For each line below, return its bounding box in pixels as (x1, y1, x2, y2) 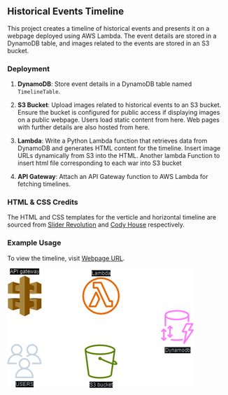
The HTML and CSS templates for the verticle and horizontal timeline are (7, 213, 217, 222)
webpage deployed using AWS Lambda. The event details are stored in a (7, 31, 217, 40)
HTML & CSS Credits (7, 197, 78, 207)
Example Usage (7, 238, 62, 247)
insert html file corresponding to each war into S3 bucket (17, 159, 182, 167)
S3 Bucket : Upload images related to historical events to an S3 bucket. (17, 101, 222, 109)
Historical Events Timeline (7, 6, 124, 17)
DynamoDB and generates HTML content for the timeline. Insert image (17, 144, 221, 152)
